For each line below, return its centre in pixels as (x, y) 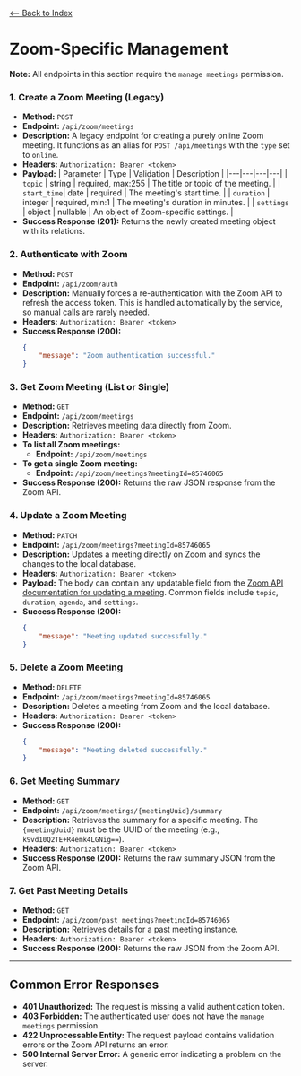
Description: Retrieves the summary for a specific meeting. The (140, 820)
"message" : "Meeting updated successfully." (123, 636)
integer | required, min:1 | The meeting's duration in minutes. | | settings (155, 203)
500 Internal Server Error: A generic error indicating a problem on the (152, 1054)
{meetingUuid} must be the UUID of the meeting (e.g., (121, 829)
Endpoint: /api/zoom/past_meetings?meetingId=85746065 (126, 919)
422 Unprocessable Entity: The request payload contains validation (148, 1035)
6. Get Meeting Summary (65, 781)
